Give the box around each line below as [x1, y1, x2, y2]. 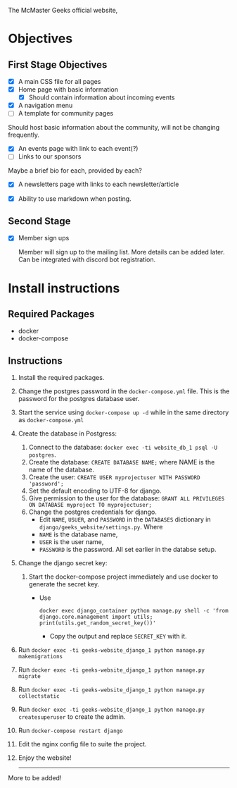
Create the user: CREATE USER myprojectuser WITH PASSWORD [28, 473, 200, 481]
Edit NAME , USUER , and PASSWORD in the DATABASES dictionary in [39, 515, 211, 524]
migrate [18, 673, 41, 680]
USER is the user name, [39, 538, 104, 546]
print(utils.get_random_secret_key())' [39, 620, 157, 627]
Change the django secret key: [18, 559, 108, 567]
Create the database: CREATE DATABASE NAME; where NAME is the [28, 458, 215, 467]
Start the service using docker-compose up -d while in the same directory [18, 408, 229, 417]
